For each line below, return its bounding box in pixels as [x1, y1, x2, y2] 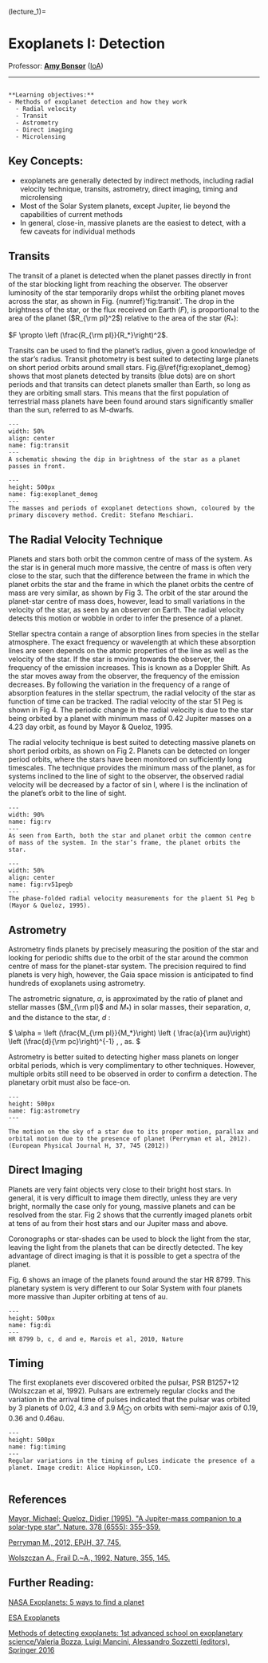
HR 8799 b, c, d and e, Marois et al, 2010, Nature [8, 1335, 183, 1343]
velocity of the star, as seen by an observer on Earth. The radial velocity [8, 605, 245, 615]
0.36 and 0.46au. [8, 1413, 65, 1423]
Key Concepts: [8, 155, 84, 168]
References [8, 1492, 67, 1506]
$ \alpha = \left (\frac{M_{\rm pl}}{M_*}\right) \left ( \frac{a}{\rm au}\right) [8, 1028, 251, 1038]
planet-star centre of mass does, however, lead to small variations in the [8, 597, 246, 606]
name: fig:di [8, 1321, 52, 1329]
